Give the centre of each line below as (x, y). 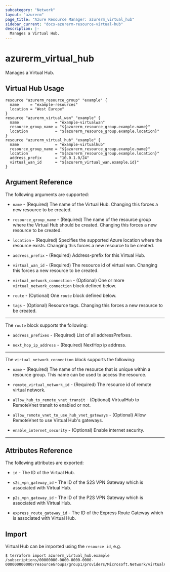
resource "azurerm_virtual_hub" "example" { (53, 140)
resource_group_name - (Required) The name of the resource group (82, 219)
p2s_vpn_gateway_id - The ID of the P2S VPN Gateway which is (78, 498)
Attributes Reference (39, 451)
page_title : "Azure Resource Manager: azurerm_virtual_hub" (70, 19)
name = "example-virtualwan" (57, 122)
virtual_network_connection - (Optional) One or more (69, 280)
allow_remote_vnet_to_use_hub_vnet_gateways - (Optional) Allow (79, 415)
